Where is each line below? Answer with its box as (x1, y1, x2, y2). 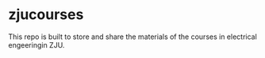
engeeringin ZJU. (8, 40, 65, 49)
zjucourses (8, 6, 84, 24)
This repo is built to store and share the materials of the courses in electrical (8, 32, 258, 41)
